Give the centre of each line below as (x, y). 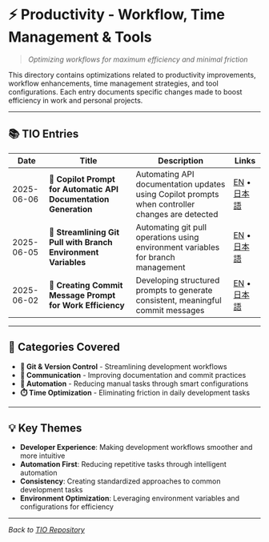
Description (181, 160)
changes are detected (177, 214)
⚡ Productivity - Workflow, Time (117, 15)
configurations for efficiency (67, 507)
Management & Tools (80, 37)
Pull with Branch (81, 242)
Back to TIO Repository (47, 530)
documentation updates (181, 184)
